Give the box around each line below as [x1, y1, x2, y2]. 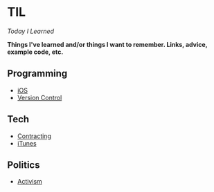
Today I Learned [7, 27, 54, 35]
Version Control [17, 93, 62, 102]
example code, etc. [7, 48, 64, 56]
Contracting [17, 132, 52, 140]
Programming [7, 68, 68, 79]
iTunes [17, 139, 37, 147]
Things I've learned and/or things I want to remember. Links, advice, [7, 40, 208, 48]
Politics [7, 159, 40, 171]
